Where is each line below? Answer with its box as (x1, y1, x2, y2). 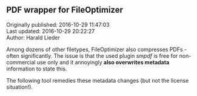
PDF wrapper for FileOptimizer (6, 5, 123, 15)
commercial (6, 58, 36, 66)
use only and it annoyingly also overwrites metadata (36, 58, 170, 66)
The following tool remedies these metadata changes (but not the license (6, 77, 189, 84)
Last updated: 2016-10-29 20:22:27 (6, 27, 95, 35)
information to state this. (6, 65, 67, 72)
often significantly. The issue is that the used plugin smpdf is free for (6, 52, 178, 60)
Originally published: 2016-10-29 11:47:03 (6, 21, 110, 28)
